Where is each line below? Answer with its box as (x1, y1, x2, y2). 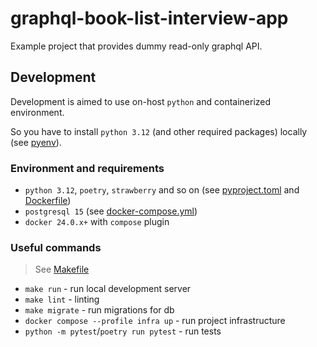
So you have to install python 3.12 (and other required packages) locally (10, 125, 308, 137)
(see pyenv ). (10, 136, 62, 148)
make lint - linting (24, 293, 100, 306)
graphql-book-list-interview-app (10, 7, 289, 30)
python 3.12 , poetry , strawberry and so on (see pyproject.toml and (24, 184, 300, 196)
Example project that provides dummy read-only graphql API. (10, 40, 263, 52)
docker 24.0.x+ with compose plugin (24, 216, 170, 228)
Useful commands (10, 240, 102, 254)
